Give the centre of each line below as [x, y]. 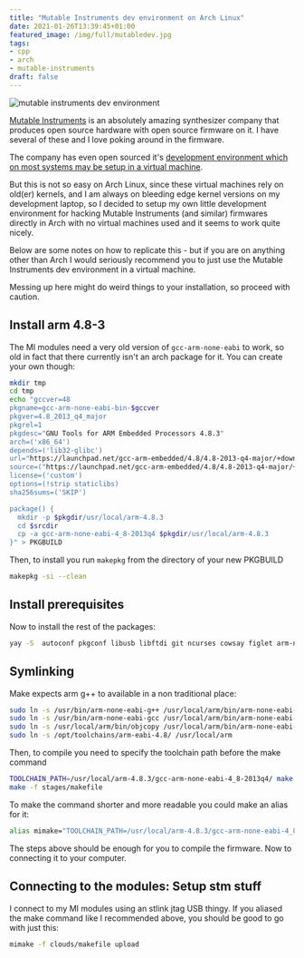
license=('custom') [46, 476]
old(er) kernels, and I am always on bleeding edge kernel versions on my [145, 194]
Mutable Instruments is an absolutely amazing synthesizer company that [144, 120]
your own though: [42, 366]
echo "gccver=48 [40, 400]
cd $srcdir [38, 526]
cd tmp [22, 391]
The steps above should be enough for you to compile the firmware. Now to [151, 848]
